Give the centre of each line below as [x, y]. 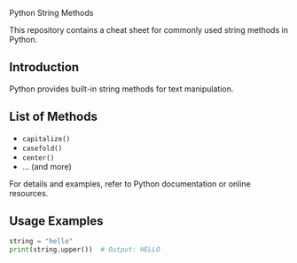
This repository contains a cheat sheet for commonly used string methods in [148, 30]
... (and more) [47, 166]
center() [38, 158]
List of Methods [53, 117]
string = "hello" [41, 242]
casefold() [42, 148]
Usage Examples [56, 221]
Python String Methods [51, 13]
